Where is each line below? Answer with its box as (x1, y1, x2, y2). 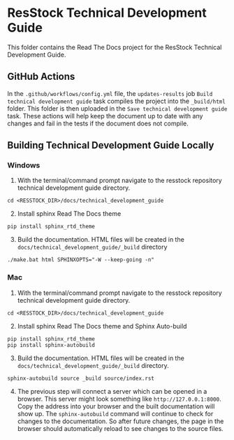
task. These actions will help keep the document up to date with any (7, 111, 203, 120)
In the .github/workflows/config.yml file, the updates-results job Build (7, 89, 213, 97)
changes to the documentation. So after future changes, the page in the (17, 417, 224, 425)
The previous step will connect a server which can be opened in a (17, 387, 207, 395)
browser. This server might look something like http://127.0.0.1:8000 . (17, 394, 221, 403)
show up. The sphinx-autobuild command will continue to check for (17, 409, 214, 418)
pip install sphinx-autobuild (7, 341, 96, 348)
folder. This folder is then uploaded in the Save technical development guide (7, 104, 228, 113)
